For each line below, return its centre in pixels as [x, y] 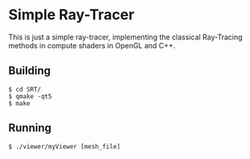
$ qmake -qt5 [30, 96]
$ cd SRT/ [25, 89]
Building [29, 71]
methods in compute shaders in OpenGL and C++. [92, 45]
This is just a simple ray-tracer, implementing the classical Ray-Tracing [126, 37]
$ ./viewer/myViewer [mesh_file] [65, 146]
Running [30, 128]
